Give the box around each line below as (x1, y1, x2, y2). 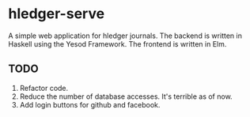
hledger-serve (8, 5, 105, 23)
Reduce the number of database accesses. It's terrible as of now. (19, 92, 233, 101)
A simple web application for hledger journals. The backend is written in (8, 31, 243, 40)
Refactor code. (19, 83, 69, 92)
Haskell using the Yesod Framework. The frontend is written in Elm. (8, 39, 227, 48)
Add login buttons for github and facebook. (19, 100, 161, 109)
